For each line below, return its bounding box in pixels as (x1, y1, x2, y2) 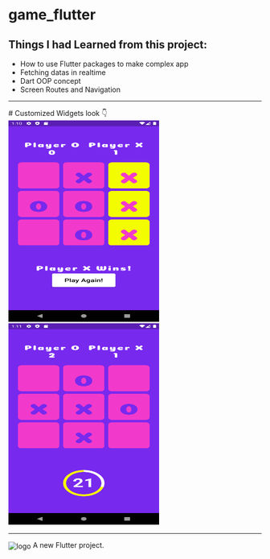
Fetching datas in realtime (19, 68, 106, 77)
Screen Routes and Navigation (19, 85, 121, 94)
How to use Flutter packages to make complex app (19, 59, 189, 68)
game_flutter (8, 6, 96, 24)
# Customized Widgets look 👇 (8, 109, 108, 118)
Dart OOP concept (19, 77, 82, 85)
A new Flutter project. (32, 540, 104, 549)
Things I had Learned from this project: (8, 38, 207, 52)
